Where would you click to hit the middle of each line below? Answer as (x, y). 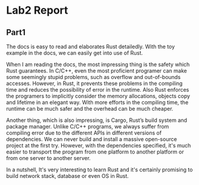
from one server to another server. (49, 158)
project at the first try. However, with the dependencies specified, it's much (99, 145)
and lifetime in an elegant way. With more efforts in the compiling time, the (97, 102)
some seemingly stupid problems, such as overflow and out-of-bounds (93, 77)
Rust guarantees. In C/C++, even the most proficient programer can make (97, 71)
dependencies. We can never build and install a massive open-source (92, 139)
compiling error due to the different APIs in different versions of (84, 133)
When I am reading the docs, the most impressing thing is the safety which (98, 64)
